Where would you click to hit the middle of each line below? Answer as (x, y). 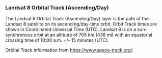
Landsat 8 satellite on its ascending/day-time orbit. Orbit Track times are (81, 24)
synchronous (19, 35)
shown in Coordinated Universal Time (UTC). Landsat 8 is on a (71, 30)
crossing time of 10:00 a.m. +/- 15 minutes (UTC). (57, 40)
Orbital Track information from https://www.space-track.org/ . (70, 50)
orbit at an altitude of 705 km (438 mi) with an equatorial (93, 35)
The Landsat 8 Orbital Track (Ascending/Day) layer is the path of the (77, 19)
